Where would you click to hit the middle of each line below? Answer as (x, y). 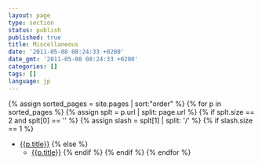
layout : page (29, 15)
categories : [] (33, 67)
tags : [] (22, 74)
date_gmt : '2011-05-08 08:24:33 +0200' (73, 60)
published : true (35, 37)
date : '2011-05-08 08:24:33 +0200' (66, 52)
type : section (31, 23)
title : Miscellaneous (44, 45)
